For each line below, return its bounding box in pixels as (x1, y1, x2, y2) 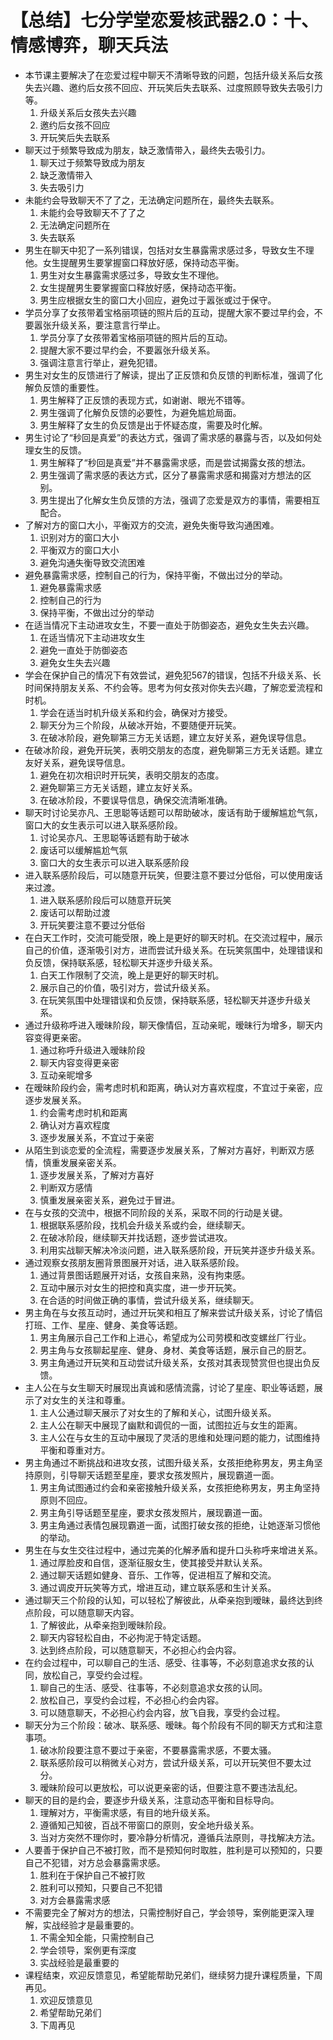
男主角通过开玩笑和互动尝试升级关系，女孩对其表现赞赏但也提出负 (39, 1356, 312, 1368)
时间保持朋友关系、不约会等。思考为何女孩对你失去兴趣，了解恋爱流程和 (24, 681, 323, 693)
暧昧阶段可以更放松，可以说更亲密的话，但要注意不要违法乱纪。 (39, 1781, 303, 1793)
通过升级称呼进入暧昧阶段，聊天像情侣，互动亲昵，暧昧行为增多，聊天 (24, 1019, 315, 1031)
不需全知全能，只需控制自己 (39, 1931, 155, 1943)
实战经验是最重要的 (39, 1956, 120, 1968)
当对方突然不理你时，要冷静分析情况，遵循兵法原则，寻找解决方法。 (39, 1831, 321, 1843)
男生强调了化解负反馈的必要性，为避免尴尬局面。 (39, 406, 242, 418)
